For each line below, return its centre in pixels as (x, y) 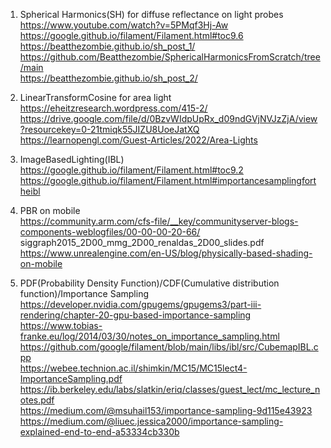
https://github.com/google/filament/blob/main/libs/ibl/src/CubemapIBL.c (169, 347)
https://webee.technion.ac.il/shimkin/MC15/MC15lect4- (133, 368)
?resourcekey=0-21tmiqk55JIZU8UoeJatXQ (109, 129)
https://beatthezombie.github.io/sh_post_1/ (107, 46)
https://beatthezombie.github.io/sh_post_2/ (108, 78)
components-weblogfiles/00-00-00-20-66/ (110, 232)
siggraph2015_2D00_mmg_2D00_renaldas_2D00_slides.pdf (142, 242)
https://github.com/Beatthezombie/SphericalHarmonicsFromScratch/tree (170, 57)
